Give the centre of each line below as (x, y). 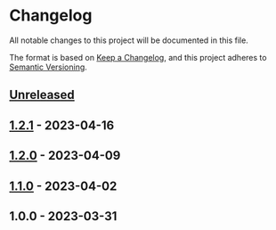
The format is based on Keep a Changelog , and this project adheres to (138, 57)
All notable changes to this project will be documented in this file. (129, 40)
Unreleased (42, 95)
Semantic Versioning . (48, 67)
